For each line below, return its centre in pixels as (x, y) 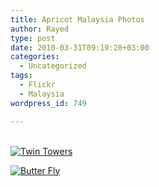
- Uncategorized (53, 66)
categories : (35, 57)
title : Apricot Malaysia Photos (77, 19)
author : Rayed (40, 29)
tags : (21, 76)
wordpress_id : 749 (48, 103)
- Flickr (37, 85)
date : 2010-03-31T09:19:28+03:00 (80, 47)
